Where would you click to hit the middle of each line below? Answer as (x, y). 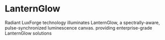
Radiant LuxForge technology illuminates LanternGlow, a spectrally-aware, (82, 22)
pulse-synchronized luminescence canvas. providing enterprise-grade (79, 27)
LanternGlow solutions (28, 33)
